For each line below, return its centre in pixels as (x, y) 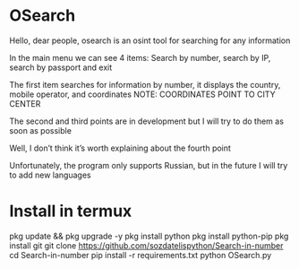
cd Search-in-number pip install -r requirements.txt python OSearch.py (141, 255)
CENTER (25, 103)
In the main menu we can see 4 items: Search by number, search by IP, (140, 57)
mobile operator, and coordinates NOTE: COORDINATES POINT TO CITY (142, 94)
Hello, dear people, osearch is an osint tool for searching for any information (150, 40)
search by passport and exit (61, 67)
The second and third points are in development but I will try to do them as (147, 121)
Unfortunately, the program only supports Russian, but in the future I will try (149, 165)
